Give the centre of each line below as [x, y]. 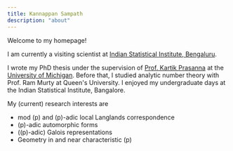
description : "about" [39, 20]
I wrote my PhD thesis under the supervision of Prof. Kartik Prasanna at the [116, 67]
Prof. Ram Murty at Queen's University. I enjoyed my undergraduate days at [116, 82]
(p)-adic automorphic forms [58, 124]
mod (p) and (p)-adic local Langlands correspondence [96, 117]
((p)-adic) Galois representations [65, 132]
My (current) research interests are [58, 103]
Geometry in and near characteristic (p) [74, 139]
